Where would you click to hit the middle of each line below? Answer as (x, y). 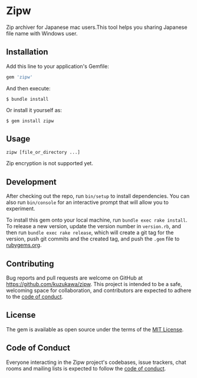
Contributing (30, 264)
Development (32, 182)
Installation (27, 52)
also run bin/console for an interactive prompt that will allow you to (88, 202)
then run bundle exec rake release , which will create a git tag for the (90, 233)
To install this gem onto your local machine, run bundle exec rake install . (97, 220)
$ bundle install (27, 99)
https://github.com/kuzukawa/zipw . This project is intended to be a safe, (94, 284)
